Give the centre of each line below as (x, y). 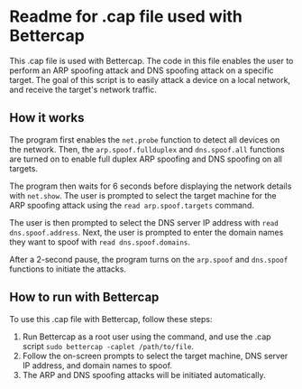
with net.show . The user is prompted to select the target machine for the (143, 195)
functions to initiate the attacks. (68, 269)
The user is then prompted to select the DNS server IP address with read (144, 222)
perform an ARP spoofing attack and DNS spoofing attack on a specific (142, 70)
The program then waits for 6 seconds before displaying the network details (151, 186)
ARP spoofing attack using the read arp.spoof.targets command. (132, 205)
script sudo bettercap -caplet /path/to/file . (108, 346)
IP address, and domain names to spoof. (97, 365)
